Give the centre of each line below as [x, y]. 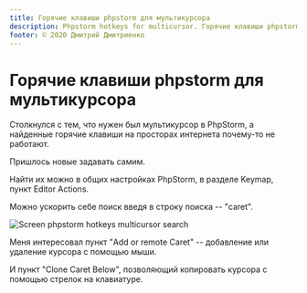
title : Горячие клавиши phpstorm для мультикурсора [110, 18]
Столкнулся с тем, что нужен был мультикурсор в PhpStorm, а [132, 125]
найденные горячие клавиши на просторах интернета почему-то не [143, 134]
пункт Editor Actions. [49, 189]
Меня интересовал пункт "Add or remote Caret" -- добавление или [139, 242]
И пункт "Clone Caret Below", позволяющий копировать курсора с [138, 269]
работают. [30, 144]
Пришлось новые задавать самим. [78, 162]
